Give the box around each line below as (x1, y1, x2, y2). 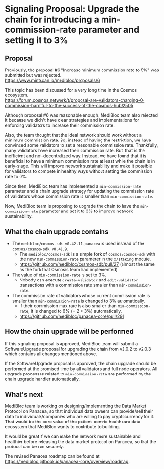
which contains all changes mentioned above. (5, 351, 97, 357)
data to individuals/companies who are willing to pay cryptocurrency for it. (5, 414, 155, 420)
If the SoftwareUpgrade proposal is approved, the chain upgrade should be (5, 360, 156, 366)
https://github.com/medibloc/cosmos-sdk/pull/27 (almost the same (19, 261, 155, 267)
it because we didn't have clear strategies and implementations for (5, 117, 139, 123)
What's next (5, 390, 43, 399)
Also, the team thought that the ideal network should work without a (5, 132, 142, 138)
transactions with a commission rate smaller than (19, 282, 118, 288)
